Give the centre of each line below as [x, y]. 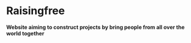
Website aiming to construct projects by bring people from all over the [95, 27]
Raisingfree [35, 11]
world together [25, 33]
